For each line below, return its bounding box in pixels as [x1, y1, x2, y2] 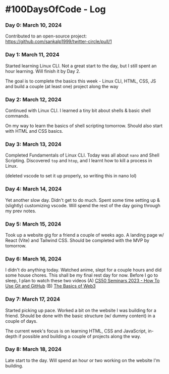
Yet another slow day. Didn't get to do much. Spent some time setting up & [5, 197, 160, 203]
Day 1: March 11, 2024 [5, 51, 60, 58]
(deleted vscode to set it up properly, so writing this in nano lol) [5, 173, 137, 179]
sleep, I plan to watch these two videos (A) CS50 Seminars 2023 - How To [5, 278, 160, 284]
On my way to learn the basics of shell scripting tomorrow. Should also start [5, 123, 163, 129]
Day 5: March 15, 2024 [5, 220, 62, 228]
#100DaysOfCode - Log [5, 4, 106, 15]
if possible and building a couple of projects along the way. [18, 333, 141, 339]
